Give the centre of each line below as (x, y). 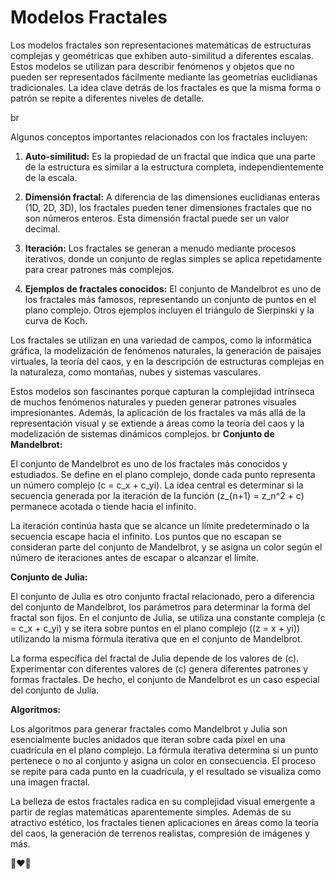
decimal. (42, 228)
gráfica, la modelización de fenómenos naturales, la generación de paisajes (166, 350)
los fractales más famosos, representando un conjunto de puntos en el (170, 299)
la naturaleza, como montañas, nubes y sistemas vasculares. (135, 372)
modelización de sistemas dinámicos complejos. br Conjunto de (142, 433)
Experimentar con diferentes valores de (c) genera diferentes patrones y (159, 668)
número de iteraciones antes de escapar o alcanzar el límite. (134, 557)
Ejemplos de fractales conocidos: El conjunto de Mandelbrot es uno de (173, 288)
